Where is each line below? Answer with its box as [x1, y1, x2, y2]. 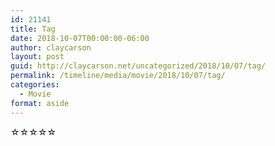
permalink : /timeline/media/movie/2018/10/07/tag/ [10, 71, 226, 81]
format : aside [10, 98, 70, 108]
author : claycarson [10, 42, 92, 53]
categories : [10, 80, 60, 90]
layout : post [10, 52, 65, 62]
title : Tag [10, 24, 56, 34]
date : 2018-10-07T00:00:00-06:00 [10, 33, 150, 43]
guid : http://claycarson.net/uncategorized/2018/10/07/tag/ [10, 61, 267, 71]
